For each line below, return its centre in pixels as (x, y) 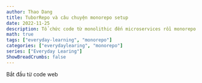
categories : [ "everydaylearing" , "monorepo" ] (64, 46)
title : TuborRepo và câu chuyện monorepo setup (67, 18)
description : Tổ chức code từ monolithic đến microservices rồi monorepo (101, 29)
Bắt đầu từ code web (32, 74)
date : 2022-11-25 (28, 23)
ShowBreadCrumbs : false (36, 57)
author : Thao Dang (29, 12)
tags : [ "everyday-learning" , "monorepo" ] (59, 40)
